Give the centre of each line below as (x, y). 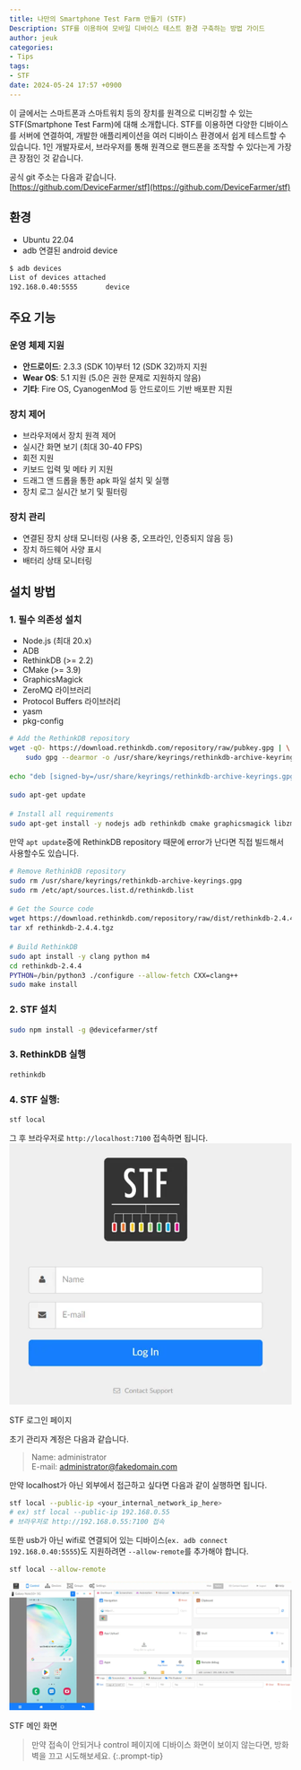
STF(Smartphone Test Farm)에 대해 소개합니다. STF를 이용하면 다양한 (133, 124)
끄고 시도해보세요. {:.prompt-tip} (106, 1756)
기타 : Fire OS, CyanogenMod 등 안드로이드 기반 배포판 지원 (127, 388)
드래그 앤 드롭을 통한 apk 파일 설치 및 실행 (96, 481)
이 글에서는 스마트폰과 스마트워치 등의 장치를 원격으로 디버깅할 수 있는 (131, 113)
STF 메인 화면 (34, 1725)
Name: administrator (69, 1457)
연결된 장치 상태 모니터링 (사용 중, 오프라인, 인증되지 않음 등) (128, 538)
